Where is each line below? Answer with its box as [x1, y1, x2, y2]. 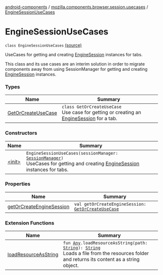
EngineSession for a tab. [62, 115, 117, 122]
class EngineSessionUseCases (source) [5, 42, 82, 48]
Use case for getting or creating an [62, 109, 142, 116]
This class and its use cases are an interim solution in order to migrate [5, 61, 145, 67]
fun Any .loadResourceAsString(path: [63, 240, 148, 246]
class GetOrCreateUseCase [62, 104, 122, 110]
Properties [5, 180, 31, 187]
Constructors [5, 129, 37, 136]
